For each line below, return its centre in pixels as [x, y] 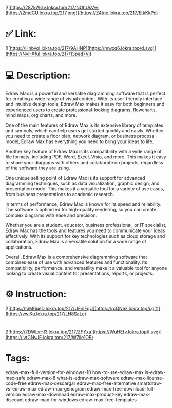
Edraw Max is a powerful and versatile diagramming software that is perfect [85, 93]
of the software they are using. [38, 168]
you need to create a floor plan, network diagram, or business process [80, 136]
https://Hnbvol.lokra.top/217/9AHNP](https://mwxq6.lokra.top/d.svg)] [83, 48]
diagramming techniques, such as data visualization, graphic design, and [82, 183]
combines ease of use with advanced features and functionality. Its [76, 262]
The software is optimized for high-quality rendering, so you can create [81, 209]
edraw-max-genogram [62, 388]
